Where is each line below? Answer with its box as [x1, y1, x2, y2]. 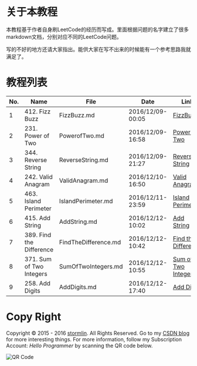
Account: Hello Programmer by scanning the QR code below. [6, 342, 153, 349]
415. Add [24, 214, 51, 222]
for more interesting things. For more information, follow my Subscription [6, 335, 182, 343]
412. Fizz [24, 107, 51, 115]
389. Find [24, 230, 52, 239]
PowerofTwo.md [59, 132, 104, 140]
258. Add [24, 279, 51, 287]
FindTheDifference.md [59, 238, 121, 246]
